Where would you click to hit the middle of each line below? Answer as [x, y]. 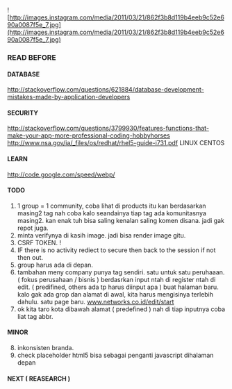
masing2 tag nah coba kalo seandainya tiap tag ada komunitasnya [112, 213]
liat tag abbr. [35, 316]
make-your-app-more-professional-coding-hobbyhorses [89, 135]
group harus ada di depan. [55, 265]
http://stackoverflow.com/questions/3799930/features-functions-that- [108, 129]
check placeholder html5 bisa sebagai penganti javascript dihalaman [115, 355]
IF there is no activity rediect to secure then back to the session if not [116, 250]
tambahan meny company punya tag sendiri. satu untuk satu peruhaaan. [121, 272]
